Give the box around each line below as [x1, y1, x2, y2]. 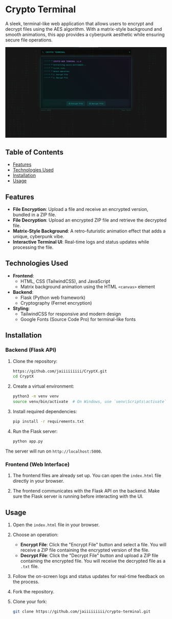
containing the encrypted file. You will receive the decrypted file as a [20, 558, 166, 564]
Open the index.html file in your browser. [12, 521, 100, 528]
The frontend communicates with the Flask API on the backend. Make [12, 488, 160, 494]
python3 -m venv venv [12, 394, 59, 399]
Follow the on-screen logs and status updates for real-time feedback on [12, 573, 165, 579]
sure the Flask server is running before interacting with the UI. [12, 493, 144, 500]
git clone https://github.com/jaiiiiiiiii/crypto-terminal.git [12, 609, 151, 614]
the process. [12, 579, 39, 585]
